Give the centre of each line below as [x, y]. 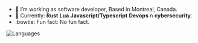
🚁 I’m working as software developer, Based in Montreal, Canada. [96, 9]
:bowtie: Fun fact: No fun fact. [52, 22]
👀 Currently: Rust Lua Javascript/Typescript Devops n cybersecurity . [104, 16]
